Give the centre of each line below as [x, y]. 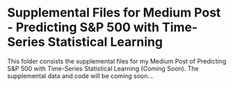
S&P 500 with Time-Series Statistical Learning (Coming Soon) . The [103, 68]
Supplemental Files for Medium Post [114, 13]
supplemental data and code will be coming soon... [80, 76]
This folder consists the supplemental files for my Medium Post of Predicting [117, 61]
